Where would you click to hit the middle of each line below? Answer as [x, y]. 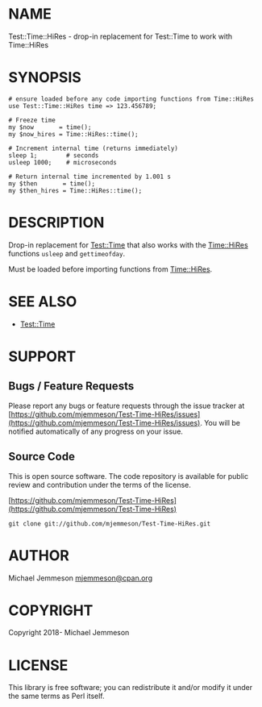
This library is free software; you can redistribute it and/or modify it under [131, 688]
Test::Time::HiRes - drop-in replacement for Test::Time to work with [121, 36]
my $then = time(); [52, 183]
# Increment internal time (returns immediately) [94, 148]
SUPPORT [42, 356]
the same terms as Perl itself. [56, 696]
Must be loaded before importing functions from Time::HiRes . [110, 269]
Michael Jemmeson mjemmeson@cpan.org [81, 578]
